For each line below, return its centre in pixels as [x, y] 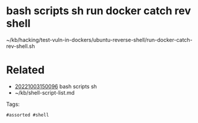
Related [25, 70]
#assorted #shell [28, 115]
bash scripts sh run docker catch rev [99, 11]
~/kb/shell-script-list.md [45, 92]
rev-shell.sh [21, 46]
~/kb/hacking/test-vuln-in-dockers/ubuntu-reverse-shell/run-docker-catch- [99, 40]
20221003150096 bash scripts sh [56, 86]
